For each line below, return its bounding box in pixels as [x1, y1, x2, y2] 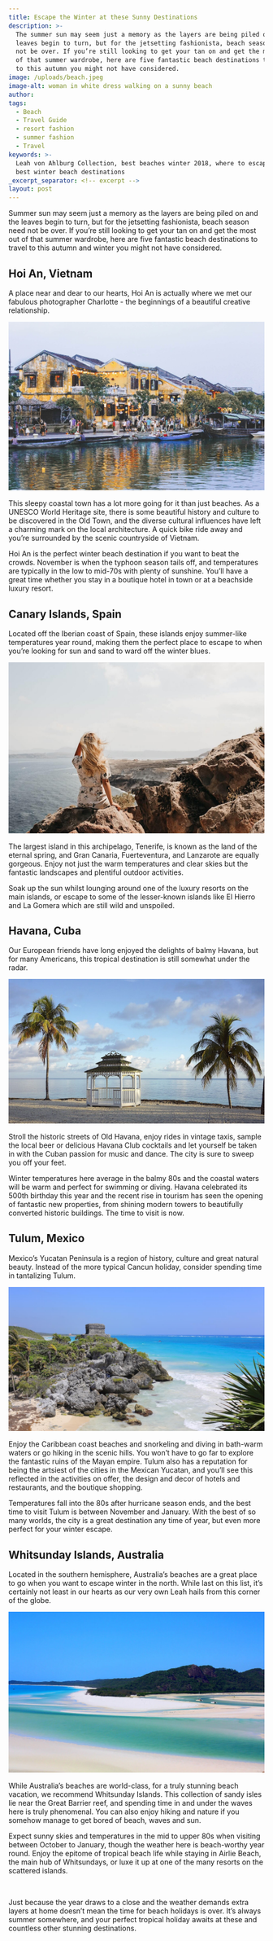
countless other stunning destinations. [8, 1923, 136, 1933]
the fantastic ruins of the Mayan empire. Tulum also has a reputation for [8, 1456, 248, 1466]
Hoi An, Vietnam [8, 266, 93, 280]
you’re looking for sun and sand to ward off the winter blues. [8, 646, 211, 656]
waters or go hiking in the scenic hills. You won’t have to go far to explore [8, 1448, 254, 1458]
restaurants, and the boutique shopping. [8, 1482, 143, 1492]
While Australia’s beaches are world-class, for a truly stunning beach [8, 1781, 239, 1790]
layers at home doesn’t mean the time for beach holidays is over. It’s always [8, 1906, 262, 1916]
